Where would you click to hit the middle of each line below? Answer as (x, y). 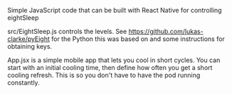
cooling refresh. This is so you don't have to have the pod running (104, 75)
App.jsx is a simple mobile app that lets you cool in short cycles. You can (114, 60)
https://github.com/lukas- (166, 31)
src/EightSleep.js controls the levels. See (67, 31)
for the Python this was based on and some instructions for (138, 39)
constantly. (24, 83)
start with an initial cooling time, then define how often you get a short (110, 67)
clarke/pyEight (28, 39)
